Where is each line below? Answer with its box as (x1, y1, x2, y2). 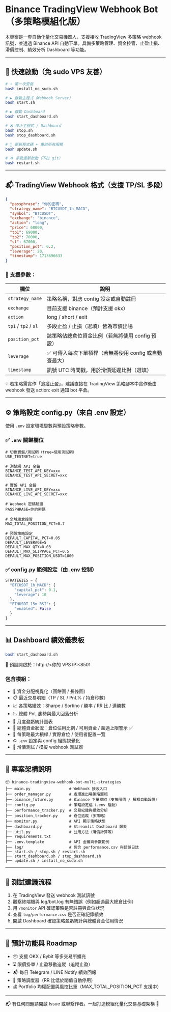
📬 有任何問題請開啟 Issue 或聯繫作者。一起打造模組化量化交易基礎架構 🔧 (5, 1001, 159, 1007)
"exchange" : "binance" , (10, 215, 60, 221)
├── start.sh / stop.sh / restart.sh (5, 849, 85, 854)
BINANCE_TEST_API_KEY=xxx (5, 468, 60, 473)
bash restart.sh (5, 160, 40, 166)
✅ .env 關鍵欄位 (5, 437, 44, 444)
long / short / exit (46, 314, 88, 321)
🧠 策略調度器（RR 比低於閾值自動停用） (12, 977, 96, 983)
